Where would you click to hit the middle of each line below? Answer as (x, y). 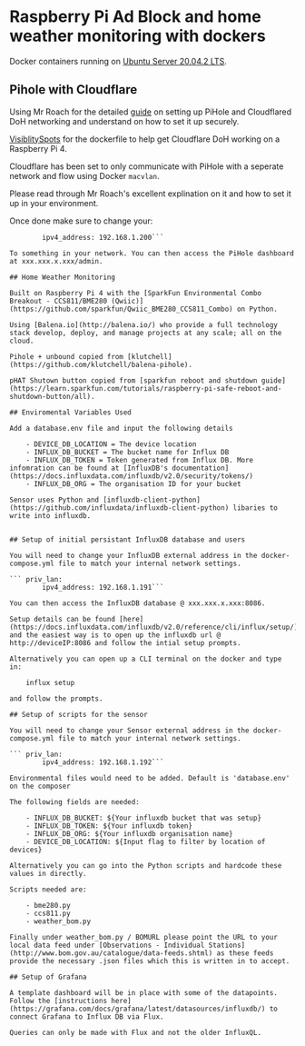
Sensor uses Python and (54, 500)
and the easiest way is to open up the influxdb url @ (115, 635)
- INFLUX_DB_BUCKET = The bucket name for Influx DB (128, 452)
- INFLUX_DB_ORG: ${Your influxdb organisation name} (129, 833)
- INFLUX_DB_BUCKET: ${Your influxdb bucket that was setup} (143, 818)
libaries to (256, 508)
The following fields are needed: (75, 802)
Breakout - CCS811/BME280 (58, 301)
